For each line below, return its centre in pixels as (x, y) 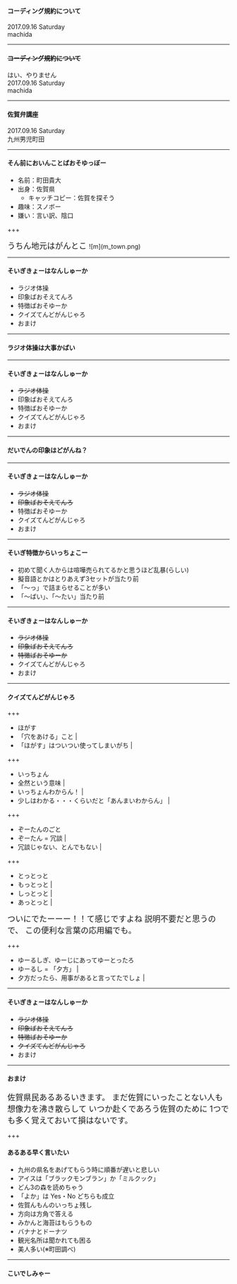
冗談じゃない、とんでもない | (60, 847)
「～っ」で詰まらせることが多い (64, 588)
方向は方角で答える (45, 1214)
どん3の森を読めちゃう (50, 1187)
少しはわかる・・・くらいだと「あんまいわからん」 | (94, 801)
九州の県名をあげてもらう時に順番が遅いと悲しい (89, 1169)
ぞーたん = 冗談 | (42, 839)
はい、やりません (32, 75)
